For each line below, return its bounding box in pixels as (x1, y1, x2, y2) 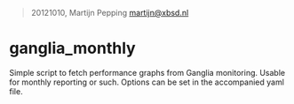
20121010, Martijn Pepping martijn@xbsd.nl (30, 8, 189, 18)
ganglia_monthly (9, 39, 136, 58)
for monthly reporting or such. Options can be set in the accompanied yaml (9, 77, 284, 87)
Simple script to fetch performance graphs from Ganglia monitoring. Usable (9, 67, 286, 78)
